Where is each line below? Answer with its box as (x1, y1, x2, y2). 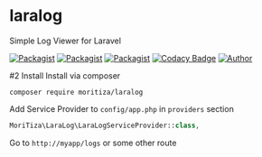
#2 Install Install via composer (9, 69, 121, 81)
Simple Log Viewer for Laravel (9, 35, 122, 46)
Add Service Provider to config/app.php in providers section (9, 103, 235, 114)
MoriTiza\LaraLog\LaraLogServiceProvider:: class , (9, 121, 201, 130)
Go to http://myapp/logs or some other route (9, 137, 177, 148)
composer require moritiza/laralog (9, 88, 144, 97)
